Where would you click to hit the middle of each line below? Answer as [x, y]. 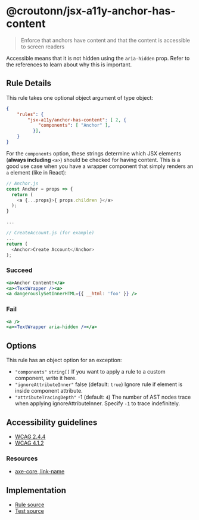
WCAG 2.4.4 [30, 436]
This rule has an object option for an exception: [64, 360]
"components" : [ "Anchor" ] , [74, 126]
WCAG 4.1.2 [29, 443]
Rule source [29, 505]
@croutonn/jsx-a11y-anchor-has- [91, 11]
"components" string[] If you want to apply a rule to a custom [90, 372]
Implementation [36, 490]
